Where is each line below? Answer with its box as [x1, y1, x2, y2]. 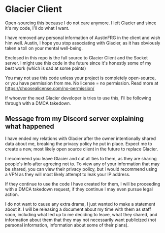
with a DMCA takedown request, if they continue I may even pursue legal [5, 186, 153, 192]
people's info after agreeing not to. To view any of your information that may [5, 161, 160, 167]
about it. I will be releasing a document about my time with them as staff [5, 206, 151, 212]
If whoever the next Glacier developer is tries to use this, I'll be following [5, 95, 152, 101]
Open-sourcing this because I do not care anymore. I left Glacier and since [5, 20, 157, 26]
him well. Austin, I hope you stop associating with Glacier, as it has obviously [5, 40, 161, 46]
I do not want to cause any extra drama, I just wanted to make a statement [5, 201, 156, 207]
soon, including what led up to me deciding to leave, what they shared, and [5, 211, 158, 217]
